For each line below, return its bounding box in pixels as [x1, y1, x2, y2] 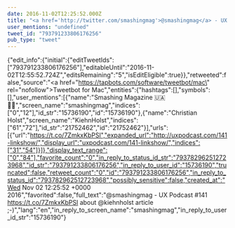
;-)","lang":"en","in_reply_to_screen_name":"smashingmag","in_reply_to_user [7, 205, 227, 215]
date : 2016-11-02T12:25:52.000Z [7, 10, 102, 18]
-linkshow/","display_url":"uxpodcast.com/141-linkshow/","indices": [7, 139, 201, 147]
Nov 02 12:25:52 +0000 [22, 184, 91, 192]
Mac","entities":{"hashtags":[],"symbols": [91, 86, 210, 94]
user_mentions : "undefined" [7, 23, 90, 30]
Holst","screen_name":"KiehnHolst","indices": [7, 116, 139, 125]
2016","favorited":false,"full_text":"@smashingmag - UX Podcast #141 [7, 191, 208, 199]
